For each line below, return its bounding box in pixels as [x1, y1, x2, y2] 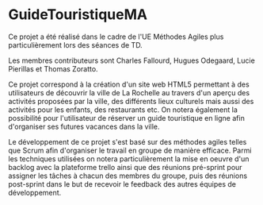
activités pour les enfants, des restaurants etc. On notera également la [8, 105, 238, 114]
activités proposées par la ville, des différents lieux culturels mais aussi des [8, 96, 254, 106]
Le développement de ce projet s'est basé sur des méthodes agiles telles [8, 137, 247, 146]
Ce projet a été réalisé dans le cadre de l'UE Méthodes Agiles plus [8, 32, 224, 41]
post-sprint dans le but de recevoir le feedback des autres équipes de [8, 179, 236, 188]
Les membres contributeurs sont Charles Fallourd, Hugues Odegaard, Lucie [8, 56, 255, 65]
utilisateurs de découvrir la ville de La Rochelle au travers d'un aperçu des [8, 87, 250, 97]
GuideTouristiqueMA [8, 6, 148, 24]
